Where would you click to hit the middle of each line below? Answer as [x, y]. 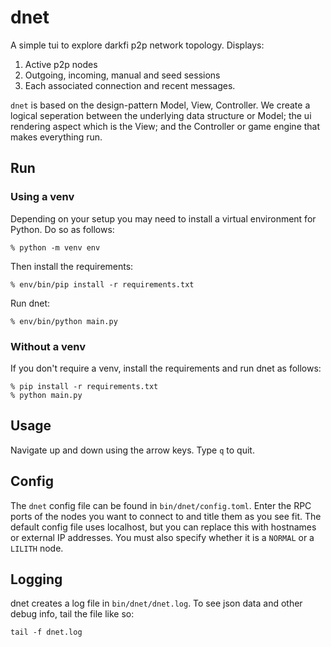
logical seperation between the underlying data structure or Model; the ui [161, 115]
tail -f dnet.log [46, 632]
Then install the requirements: [72, 266]
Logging [36, 579]
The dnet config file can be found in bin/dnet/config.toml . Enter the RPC [161, 505]
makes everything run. [56, 137]
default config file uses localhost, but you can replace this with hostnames [163, 527]
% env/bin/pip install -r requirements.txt [102, 284]
